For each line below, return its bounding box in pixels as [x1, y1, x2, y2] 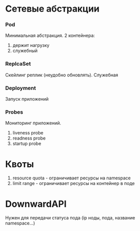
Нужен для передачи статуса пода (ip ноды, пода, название [5, 215, 135, 221]
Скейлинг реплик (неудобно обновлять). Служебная [5, 72, 119, 78]
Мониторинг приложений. [5, 120, 62, 126]
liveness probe [12, 130, 44, 136]
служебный [12, 48, 38, 54]
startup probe [12, 141, 41, 147]
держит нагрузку [12, 42, 50, 49]
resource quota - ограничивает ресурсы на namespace [12, 175, 131, 181]
